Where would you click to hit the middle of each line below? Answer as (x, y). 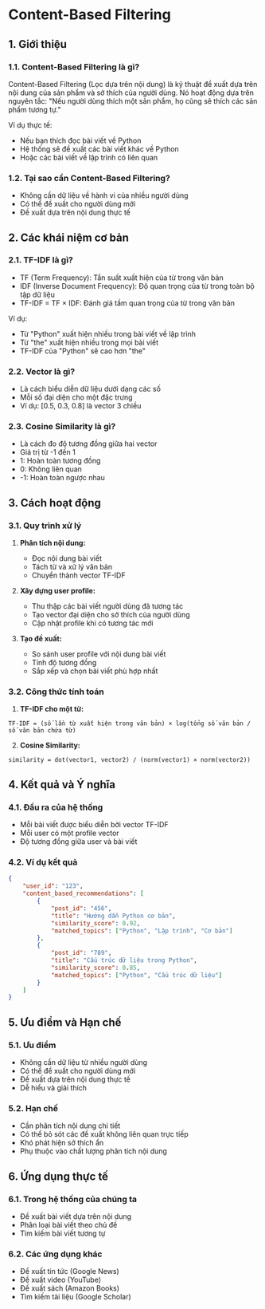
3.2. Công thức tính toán (57, 692)
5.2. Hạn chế (33, 1108)
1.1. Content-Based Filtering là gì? (74, 67)
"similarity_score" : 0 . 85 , (95, 968)
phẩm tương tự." (35, 109)
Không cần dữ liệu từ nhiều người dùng (84, 1062)
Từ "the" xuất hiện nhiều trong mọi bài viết (89, 342)
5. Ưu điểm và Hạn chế (65, 1022)
